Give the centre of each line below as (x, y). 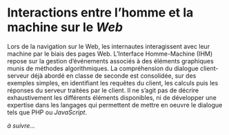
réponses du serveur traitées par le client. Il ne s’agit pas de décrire (103, 90)
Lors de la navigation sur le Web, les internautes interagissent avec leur (109, 46)
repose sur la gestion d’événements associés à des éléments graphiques (110, 61)
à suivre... (21, 125)
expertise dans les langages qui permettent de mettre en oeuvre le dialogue (115, 105)
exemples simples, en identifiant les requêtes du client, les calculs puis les (113, 83)
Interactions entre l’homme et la (100, 13)
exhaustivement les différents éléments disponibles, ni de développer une (112, 97)
